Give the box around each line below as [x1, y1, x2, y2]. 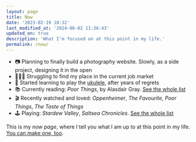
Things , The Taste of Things [14, 103, 84, 110]
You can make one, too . [6, 129, 64, 136]
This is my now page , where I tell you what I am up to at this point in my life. [6, 123, 191, 130]
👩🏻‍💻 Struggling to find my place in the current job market [14, 72, 154, 80]
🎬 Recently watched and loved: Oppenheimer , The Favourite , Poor [14, 94, 177, 101]
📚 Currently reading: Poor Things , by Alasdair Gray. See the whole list [14, 85, 186, 93]
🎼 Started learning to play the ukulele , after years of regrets [14, 79, 159, 86]
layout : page [6, 8, 38, 15]
